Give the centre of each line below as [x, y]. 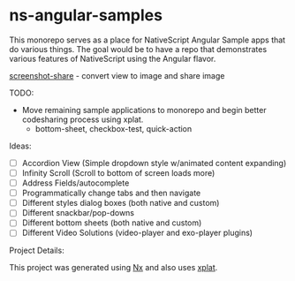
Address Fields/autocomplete [76, 183]
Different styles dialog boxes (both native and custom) [121, 203]
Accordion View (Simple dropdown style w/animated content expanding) [154, 163]
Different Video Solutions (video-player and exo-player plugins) [137, 233]
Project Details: [37, 251]
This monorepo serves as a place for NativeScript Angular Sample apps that [147, 40]
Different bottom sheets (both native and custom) [112, 223]
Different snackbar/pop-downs [78, 213]
